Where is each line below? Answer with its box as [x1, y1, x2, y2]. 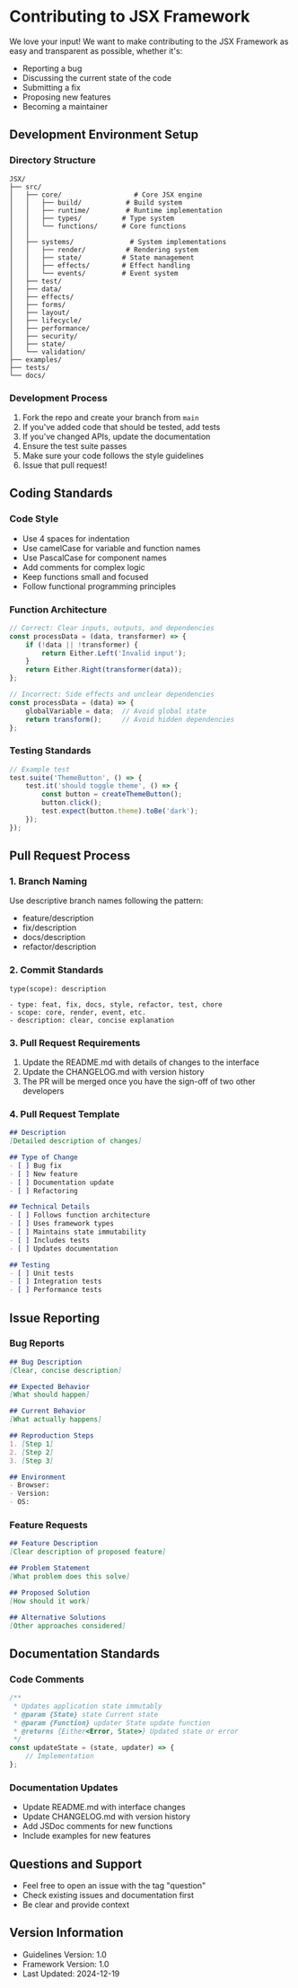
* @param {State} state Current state [13, 1710, 159, 1719]
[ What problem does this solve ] [9, 1572, 130, 1581]
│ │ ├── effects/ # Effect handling [9, 260, 191, 270]
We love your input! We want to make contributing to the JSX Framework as [9, 36, 289, 47]
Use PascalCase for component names [22, 552, 168, 563]
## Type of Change [9, 1153, 78, 1162]
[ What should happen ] [9, 1390, 91, 1400]
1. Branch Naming [9, 875, 88, 888]
